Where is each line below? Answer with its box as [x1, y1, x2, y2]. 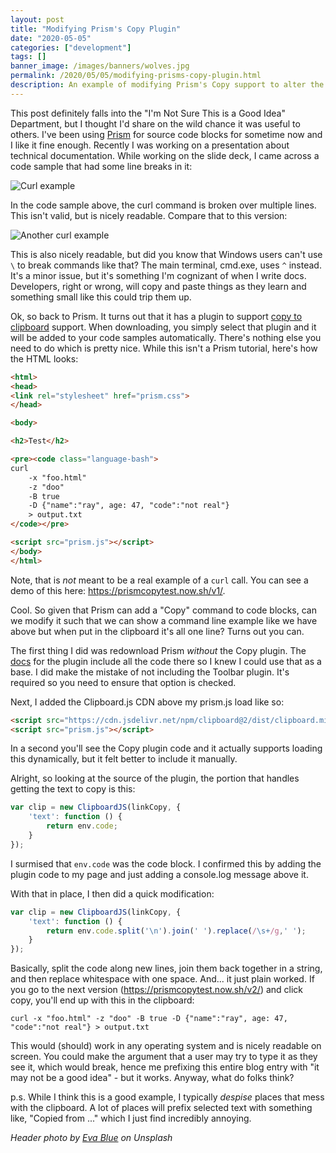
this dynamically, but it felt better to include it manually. [10, 753, 238, 765]
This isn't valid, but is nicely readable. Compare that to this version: [10, 209, 288, 221]
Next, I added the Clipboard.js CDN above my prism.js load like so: [10, 696, 285, 708]
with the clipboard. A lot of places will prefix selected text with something [10, 1102, 313, 1114]
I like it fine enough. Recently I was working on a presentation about [10, 139, 290, 151]
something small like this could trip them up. [10, 291, 192, 303]
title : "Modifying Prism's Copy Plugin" [10, 24, 182, 34]
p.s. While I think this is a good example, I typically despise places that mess [10, 1091, 325, 1103]
